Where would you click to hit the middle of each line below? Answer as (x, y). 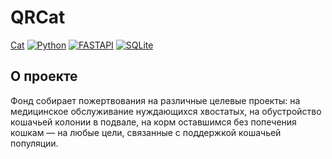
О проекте (44, 76)
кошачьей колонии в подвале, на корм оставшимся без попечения (153, 122)
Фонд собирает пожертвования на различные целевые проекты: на (155, 100)
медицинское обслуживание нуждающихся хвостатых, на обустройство (166, 111)
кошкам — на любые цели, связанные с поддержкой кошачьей (146, 132)
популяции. (34, 143)
